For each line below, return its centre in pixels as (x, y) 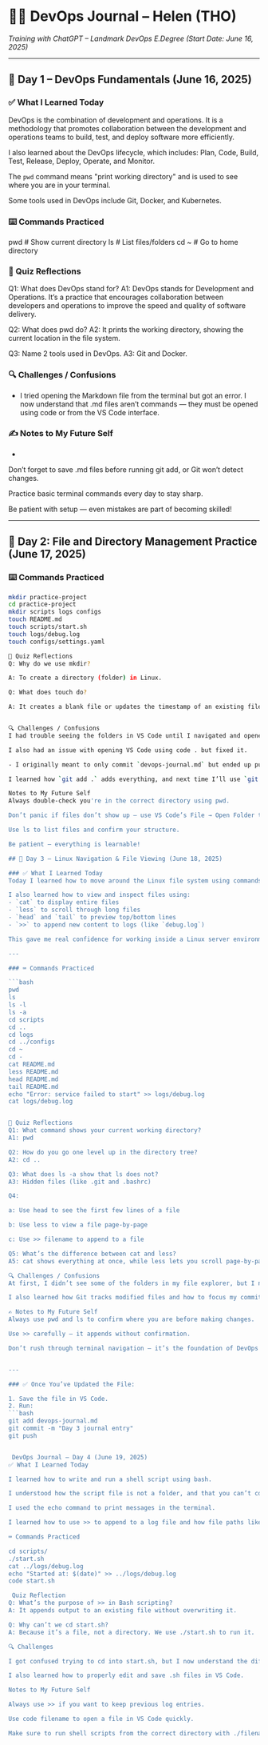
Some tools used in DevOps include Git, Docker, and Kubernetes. (115, 200)
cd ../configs (32, 1042)
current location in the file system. (65, 338)
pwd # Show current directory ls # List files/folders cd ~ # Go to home (124, 242)
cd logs (21, 1035)
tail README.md (33, 1087)
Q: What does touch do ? (48, 692)
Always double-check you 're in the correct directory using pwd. (119, 801)
